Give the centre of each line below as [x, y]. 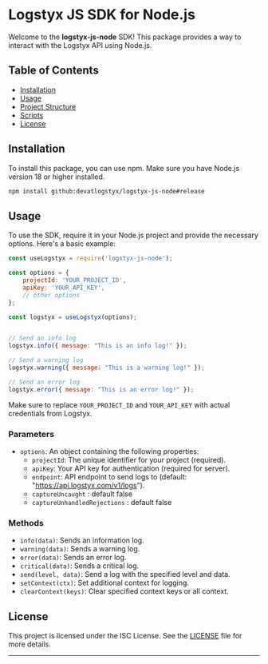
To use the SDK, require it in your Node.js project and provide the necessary [134, 235]
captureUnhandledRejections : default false [102, 502]
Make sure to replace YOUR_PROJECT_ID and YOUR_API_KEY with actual [119, 404]
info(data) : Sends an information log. [82, 540]
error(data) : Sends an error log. [73, 558]
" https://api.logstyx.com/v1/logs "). [88, 485]
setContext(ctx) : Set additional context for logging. [104, 583]
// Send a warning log [46, 360]
